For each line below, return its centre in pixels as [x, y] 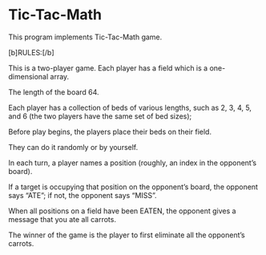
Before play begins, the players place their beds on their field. [110, 132]
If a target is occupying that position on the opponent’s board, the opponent [133, 187]
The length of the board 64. [54, 92]
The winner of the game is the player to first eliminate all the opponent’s [127, 235]
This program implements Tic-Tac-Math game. [85, 37]
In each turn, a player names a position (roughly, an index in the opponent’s [133, 163]
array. [60, 76]
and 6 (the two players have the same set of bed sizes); [100, 116]
